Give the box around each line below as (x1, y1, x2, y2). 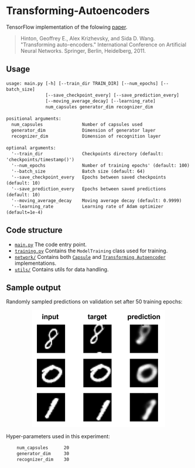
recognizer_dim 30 (16, 457, 69, 463)
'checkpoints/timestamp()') (6, 156, 75, 162)
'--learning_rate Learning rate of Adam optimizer (11, 203, 164, 209)
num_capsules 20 (16, 445, 69, 451)
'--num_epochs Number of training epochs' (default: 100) (11, 162, 190, 168)
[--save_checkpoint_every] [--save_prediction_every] (45, 92, 180, 98)
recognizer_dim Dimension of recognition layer (11, 133, 161, 139)
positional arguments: (6, 115, 61, 121)
